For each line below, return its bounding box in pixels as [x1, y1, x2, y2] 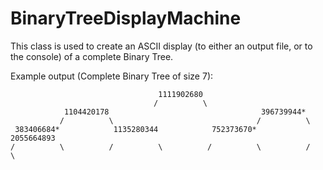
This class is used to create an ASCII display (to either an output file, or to [10, 40, 313, 52]
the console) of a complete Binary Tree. [10, 50, 174, 62]
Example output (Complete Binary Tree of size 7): [10, 70, 214, 82]
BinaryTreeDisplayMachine [10, 7, 242, 30]
